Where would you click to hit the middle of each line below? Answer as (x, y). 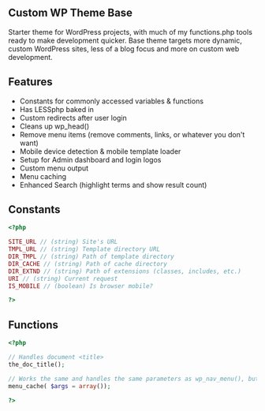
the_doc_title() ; (37, 364)
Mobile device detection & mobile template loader (100, 151)
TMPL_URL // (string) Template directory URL (84, 249)
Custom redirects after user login (73, 118)
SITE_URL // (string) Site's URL (63, 242)
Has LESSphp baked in (57, 109)
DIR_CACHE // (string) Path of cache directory (88, 263)
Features (30, 82)
